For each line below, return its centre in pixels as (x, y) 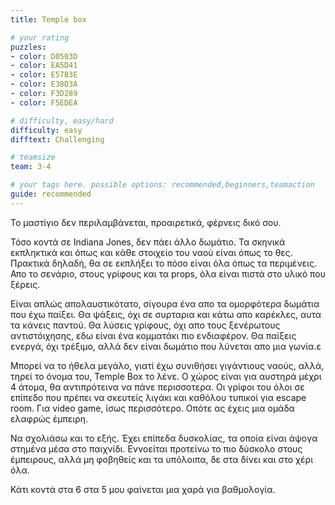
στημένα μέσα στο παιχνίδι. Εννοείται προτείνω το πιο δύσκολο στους (156, 448)
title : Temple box (48, 19)
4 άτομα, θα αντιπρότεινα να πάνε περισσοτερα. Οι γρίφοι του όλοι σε (157, 387)
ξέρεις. (25, 284)
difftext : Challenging (57, 139)
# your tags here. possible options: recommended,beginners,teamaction (162, 185)
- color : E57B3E (44, 75)
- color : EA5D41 (44, 66)
